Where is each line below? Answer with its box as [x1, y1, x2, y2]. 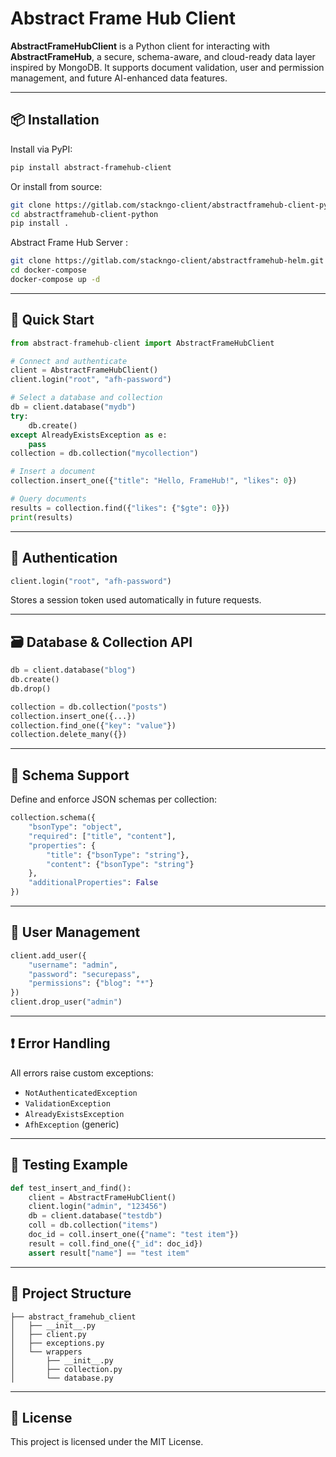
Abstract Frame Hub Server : [10, 237, 129, 249]
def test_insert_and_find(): [10, 1183, 132, 1193]
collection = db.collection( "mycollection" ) [10, 448, 199, 459]
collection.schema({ [10, 813, 97, 823]
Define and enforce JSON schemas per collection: [10, 793, 217, 806]
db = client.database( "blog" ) [10, 665, 137, 676]
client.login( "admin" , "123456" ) [28, 1202, 168, 1212]
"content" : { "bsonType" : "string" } [46, 859, 195, 869]
